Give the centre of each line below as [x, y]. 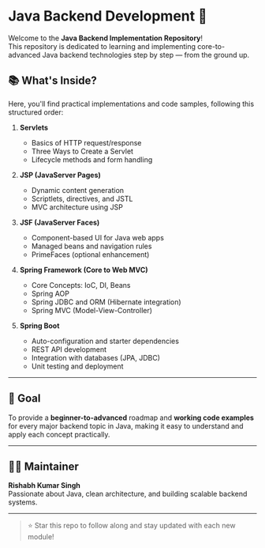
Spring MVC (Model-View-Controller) [91, 310]
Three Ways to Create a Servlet [82, 151]
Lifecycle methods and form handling [92, 159]
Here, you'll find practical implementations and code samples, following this [131, 104]
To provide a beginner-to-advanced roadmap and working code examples [131, 418]
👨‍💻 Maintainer [43, 466]
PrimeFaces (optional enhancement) [90, 254]
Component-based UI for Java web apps [97, 237]
